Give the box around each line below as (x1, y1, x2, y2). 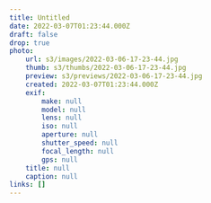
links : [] (9, 181, 47, 190)
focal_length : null (41, 146, 115, 155)
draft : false (9, 30, 58, 39)
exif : (25, 88, 47, 97)
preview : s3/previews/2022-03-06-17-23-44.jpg (25, 72, 203, 81)
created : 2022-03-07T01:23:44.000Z (25, 80, 159, 89)
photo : (9, 47, 34, 56)
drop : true (9, 38, 50, 48)
